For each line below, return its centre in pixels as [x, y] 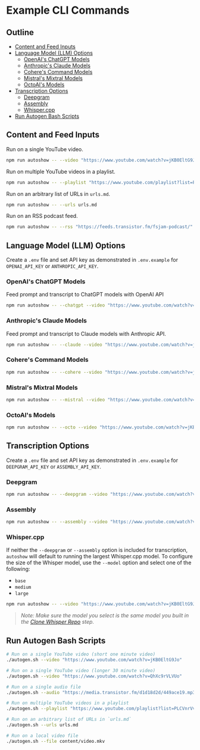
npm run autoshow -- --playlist [46, 182]
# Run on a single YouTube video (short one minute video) [81, 654]
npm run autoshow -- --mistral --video [56, 399]
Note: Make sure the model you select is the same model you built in [105, 615]
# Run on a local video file [42, 736]
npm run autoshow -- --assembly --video [57, 522]
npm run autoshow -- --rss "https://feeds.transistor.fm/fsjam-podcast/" [100, 227]
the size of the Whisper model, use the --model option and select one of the [99, 562]
